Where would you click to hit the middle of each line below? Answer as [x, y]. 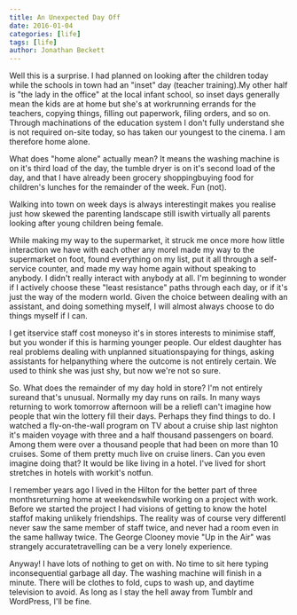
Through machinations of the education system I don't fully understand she [147, 123]
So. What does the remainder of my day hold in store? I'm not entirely [136, 388]
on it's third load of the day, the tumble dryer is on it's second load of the [142, 169]
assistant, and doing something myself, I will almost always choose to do [142, 306]
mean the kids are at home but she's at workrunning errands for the [133, 104]
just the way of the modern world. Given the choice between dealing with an [148, 297]
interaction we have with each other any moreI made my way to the [132, 250]
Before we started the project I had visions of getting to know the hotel [138, 509]
